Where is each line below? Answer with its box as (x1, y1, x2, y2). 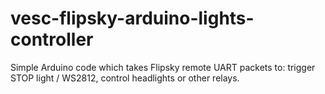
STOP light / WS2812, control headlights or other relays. (10, 72, 240, 84)
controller (10, 28, 94, 51)
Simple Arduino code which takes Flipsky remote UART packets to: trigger (10, 61, 316, 73)
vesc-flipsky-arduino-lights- (10, 7, 255, 30)
